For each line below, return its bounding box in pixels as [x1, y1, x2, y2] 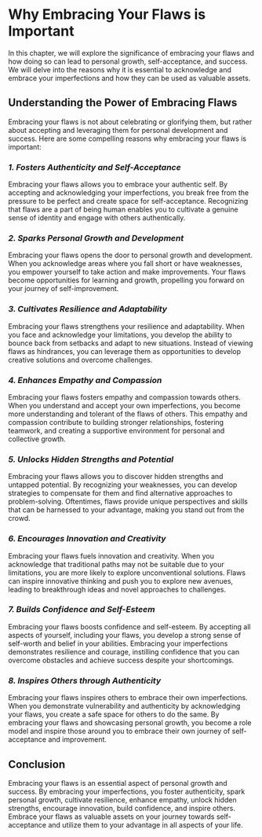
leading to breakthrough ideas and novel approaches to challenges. [8, 584, 226, 594]
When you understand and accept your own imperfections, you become [8, 400, 241, 410]
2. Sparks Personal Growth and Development [8, 232, 184, 243]
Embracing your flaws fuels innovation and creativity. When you [8, 551, 214, 560]
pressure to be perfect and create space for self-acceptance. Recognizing [8, 197, 249, 206]
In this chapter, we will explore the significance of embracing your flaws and [8, 48, 255, 57]
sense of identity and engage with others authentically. [8, 213, 186, 223]
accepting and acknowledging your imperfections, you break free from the [8, 188, 249, 197]
